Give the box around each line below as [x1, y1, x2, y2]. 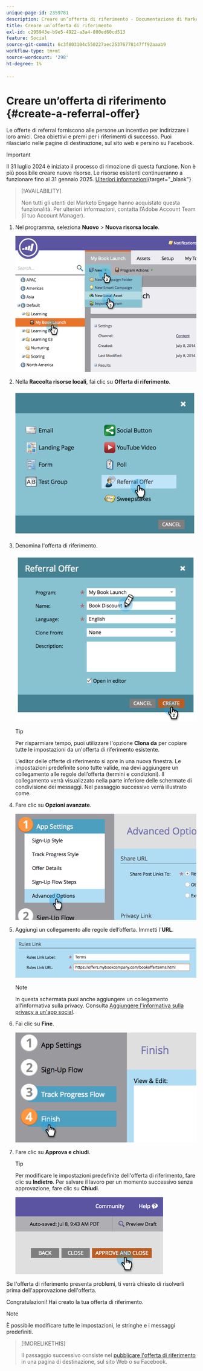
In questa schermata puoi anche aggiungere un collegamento [14, 995, 169, 1002]
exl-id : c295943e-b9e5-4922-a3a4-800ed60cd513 [6, 29, 126, 35]
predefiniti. [6, 1328, 33, 1335]
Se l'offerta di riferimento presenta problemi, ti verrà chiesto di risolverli [6, 1280, 184, 1288]
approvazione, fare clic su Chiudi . [14, 1185, 100, 1192]
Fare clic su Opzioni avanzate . [14, 801, 92, 808]
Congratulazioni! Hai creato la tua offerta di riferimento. [6, 1298, 144, 1306]
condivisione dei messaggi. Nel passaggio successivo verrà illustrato [14, 783, 187, 790]
